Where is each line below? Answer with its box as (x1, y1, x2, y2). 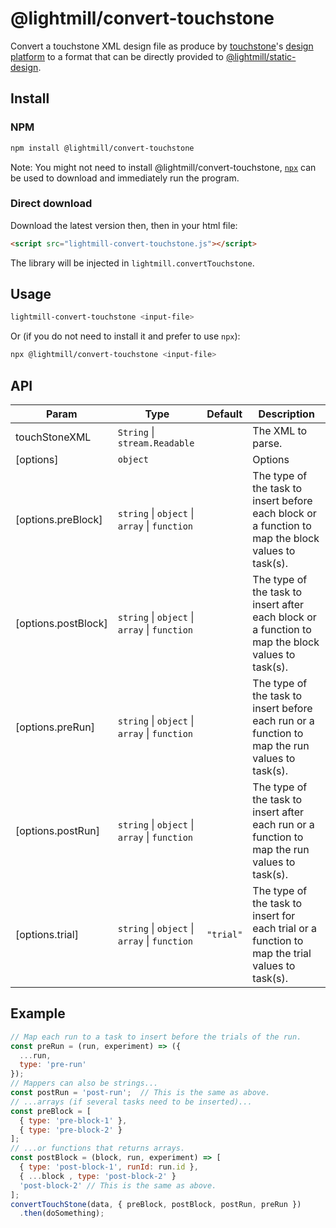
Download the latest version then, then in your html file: (10, 219, 238, 231)
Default (206, 407, 243, 421)
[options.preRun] (15, 720, 95, 734)
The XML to (252, 424, 308, 438)
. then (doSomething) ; (19, 1208, 105, 1219)
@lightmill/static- (225, 50, 297, 62)
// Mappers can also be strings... (10, 1078, 159, 1089)
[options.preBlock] (15, 513, 103, 527)
